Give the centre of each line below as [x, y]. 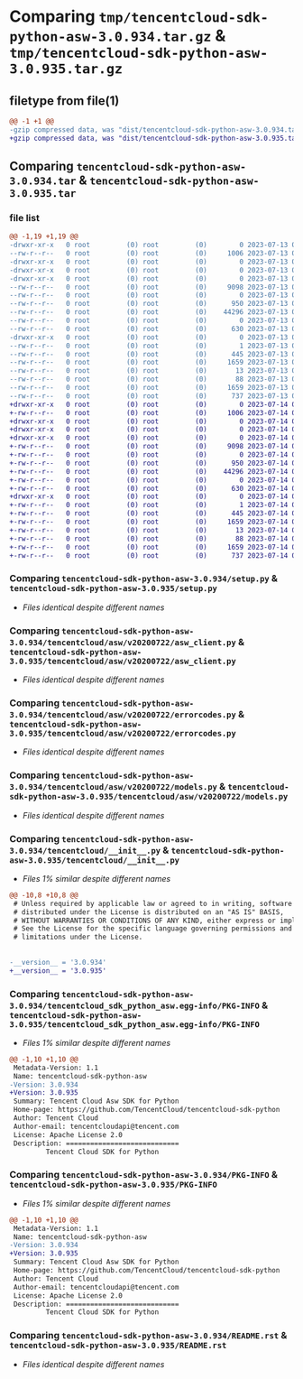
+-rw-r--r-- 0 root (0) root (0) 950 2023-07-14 [149, 463]
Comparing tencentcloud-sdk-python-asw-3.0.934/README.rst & [148, 1336]
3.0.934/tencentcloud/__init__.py [85, 851]
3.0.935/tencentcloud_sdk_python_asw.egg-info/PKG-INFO [134, 1024]
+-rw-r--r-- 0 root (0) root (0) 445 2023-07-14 [149, 514]
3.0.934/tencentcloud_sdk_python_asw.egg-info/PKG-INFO [134, 1005]
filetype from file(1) [64, 101]
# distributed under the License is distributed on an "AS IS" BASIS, [148, 912]
